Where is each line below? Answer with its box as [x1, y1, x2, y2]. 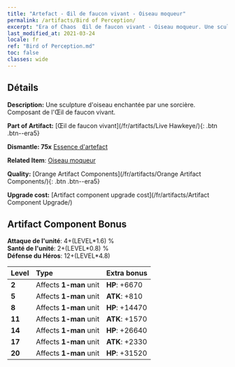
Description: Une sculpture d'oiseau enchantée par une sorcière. [7, 100, 196, 109]
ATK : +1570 [106, 314, 148, 324]
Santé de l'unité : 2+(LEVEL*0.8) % [7, 244, 109, 253]
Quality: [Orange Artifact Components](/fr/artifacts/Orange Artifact [7, 169, 201, 178]
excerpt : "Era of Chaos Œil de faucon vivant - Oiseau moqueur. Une [7, 23, 215, 30]
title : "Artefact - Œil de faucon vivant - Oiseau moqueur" [7, 10, 187, 18]
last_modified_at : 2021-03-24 [7, 29, 96, 37]
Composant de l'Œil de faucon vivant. [7, 108, 116, 116]
